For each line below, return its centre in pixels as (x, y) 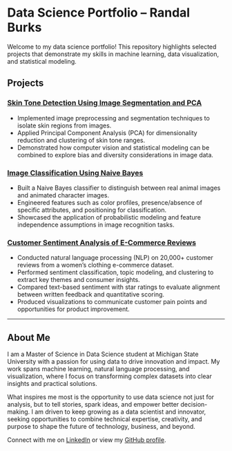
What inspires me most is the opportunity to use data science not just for (111, 397)
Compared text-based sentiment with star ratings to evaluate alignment (118, 287)
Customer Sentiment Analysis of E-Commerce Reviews (102, 242)
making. (19, 412)
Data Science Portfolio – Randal (99, 13)
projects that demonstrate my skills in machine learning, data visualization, (113, 54)
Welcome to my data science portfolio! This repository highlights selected (112, 46)
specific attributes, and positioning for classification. (92, 210)
